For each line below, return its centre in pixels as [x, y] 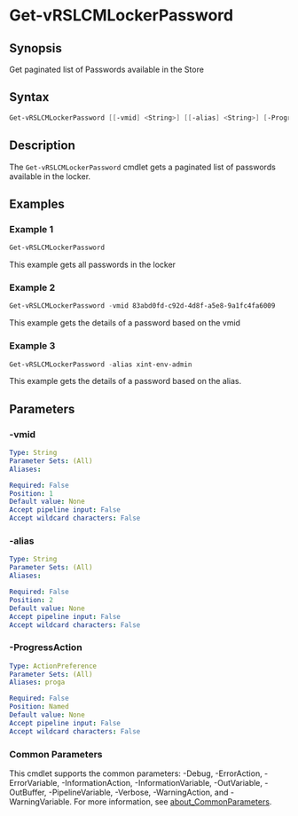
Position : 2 [31, 600]
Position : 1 [31, 493]
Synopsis [35, 48]
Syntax [29, 97]
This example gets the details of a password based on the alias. [125, 381]
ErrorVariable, [35, 782]
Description [42, 146]
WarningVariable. [41, 801]
